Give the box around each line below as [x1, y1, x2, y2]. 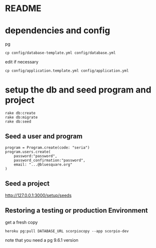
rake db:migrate [5, 115, 38, 120]
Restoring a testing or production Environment [5, 206, 148, 215]
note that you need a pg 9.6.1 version [5, 237, 78, 243]
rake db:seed [5, 119, 31, 124]
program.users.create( [5, 149, 51, 154]
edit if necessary [5, 59, 39, 65]
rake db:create [5, 111, 36, 116]
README [5, 3, 42, 14]
